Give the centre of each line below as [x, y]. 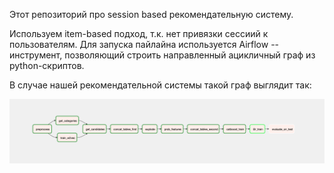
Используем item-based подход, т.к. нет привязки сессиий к [139, 33]
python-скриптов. [47, 65]
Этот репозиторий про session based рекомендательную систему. [151, 14]
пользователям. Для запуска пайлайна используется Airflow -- [144, 44]
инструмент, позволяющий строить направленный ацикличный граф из [162, 55]
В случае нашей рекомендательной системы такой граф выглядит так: [160, 85]
